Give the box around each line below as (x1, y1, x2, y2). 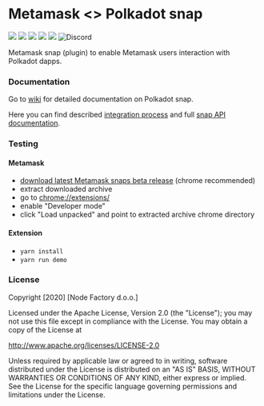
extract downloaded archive (19, 185, 113, 194)
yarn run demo (19, 256, 67, 264)
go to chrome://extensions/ (19, 193, 110, 202)
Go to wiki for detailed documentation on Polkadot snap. (8, 94, 194, 104)
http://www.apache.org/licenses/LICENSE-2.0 (8, 340, 160, 350)
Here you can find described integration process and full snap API (8, 109, 226, 120)
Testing (8, 138, 38, 149)
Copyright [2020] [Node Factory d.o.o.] (8, 293, 138, 302)
